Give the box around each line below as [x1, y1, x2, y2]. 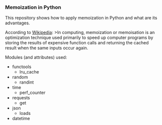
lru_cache [19, 69, 39, 75]
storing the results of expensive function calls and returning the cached [5, 40, 149, 46]
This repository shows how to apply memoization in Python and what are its [5, 15, 158, 21]
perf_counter [19, 89, 46, 96]
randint [19, 79, 34, 85]
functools [12, 64, 32, 70]
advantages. [5, 20, 30, 26]
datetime [12, 116, 30, 122]
